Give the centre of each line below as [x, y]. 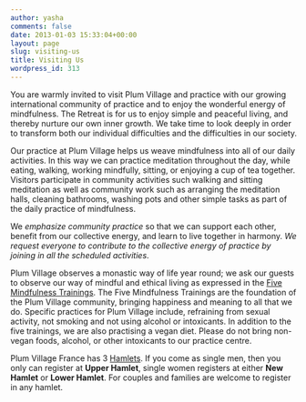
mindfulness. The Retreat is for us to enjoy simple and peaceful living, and [149, 114]
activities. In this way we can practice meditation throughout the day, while [150, 160]
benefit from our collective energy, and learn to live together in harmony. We [153, 236]
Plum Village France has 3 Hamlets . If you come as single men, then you [146, 358]
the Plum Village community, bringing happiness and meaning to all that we [151, 302]
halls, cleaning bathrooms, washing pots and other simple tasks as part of [149, 199]
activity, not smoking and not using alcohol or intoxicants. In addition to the [151, 321]
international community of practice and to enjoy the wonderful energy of [148, 104]
